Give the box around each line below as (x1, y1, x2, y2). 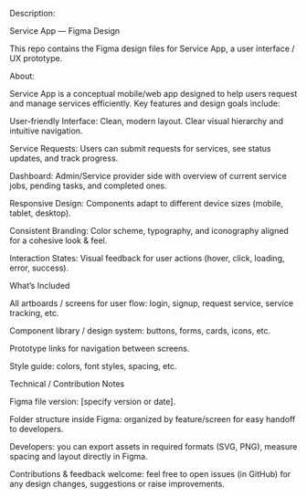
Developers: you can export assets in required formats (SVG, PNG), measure (9, 441, 298, 451)
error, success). (9, 262, 69, 273)
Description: (9, 8, 56, 18)
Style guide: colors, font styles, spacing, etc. (9, 361, 177, 371)
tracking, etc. (9, 308, 59, 318)
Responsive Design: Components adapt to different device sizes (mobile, (9, 198, 283, 208)
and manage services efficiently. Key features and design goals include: (9, 98, 281, 109)
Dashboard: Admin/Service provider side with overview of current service (9, 171, 288, 181)
